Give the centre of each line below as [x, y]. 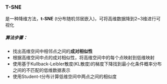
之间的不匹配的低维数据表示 [41, 70]
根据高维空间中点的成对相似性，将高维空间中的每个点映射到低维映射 [83, 58]
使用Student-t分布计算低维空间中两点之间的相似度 [65, 76]
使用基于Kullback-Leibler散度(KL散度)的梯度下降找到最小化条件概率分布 [87, 64]
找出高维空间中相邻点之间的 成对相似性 [52, 51]
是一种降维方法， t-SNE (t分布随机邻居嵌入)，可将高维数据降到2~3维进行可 [83, 19]
